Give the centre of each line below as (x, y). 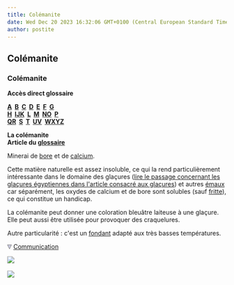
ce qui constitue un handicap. (50, 199)
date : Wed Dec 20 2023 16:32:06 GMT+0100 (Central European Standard (110, 22)
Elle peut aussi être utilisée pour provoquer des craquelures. (94, 220)
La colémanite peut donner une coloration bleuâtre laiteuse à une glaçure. (113, 213)
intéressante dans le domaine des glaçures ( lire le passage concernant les (114, 177)
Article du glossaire (36, 142)
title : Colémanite (34, 15)
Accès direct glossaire (40, 93)
